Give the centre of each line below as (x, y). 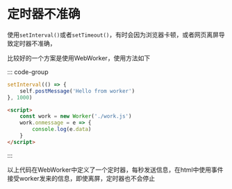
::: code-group (28, 72)
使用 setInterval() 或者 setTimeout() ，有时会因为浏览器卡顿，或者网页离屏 (113, 35)
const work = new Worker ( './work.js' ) (76, 116)
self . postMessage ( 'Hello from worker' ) (77, 91)
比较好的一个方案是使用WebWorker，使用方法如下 (79, 58)
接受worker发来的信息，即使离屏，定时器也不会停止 (81, 178)
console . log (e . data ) (62, 129)
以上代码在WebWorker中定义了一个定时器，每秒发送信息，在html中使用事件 (115, 170)
